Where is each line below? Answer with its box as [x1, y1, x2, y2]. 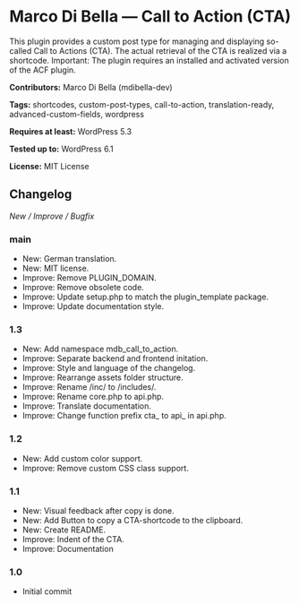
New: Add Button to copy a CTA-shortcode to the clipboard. [21, 514, 243, 525]
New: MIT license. [21, 263, 90, 274]
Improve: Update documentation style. [21, 301, 165, 312]
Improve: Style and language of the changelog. [21, 363, 196, 374]
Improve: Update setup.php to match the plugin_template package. [21, 291, 269, 302]
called [9, 45, 32, 56]
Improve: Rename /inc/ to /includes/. [21, 382, 157, 393]
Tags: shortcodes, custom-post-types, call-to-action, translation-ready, [9, 99, 275, 109]
